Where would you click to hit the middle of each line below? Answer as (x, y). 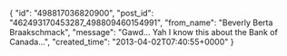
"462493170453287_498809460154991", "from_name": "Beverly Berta (141, 23)
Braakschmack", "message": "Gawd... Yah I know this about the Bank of (144, 32)
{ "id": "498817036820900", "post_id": (82, 13)
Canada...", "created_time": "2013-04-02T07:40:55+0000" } (122, 42)
